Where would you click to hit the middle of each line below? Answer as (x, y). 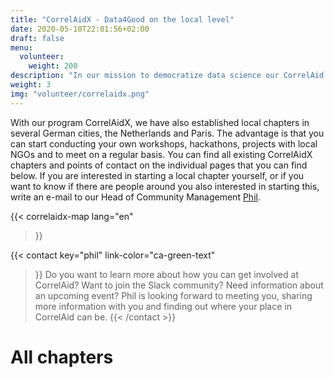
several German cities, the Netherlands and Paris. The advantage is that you (167, 133)
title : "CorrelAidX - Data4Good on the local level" (122, 19)
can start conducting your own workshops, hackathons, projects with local (164, 143)
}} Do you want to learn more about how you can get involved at (166, 274)
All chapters (62, 357)
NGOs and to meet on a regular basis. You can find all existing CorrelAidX (161, 154)
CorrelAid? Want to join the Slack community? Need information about (179, 285)
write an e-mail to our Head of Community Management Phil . (135, 197)
